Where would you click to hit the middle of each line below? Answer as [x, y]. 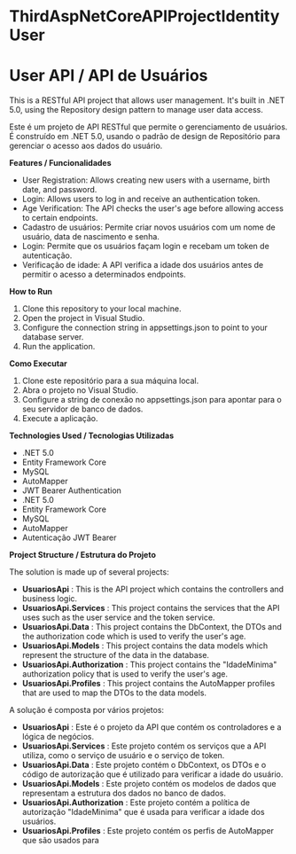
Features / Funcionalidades [61, 163]
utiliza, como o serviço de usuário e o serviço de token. [123, 756]
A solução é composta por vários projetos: [87, 710]
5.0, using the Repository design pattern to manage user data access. [136, 110]
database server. [53, 337]
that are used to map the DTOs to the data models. [114, 693]
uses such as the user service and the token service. [118, 617]
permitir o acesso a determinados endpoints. [104, 274]
